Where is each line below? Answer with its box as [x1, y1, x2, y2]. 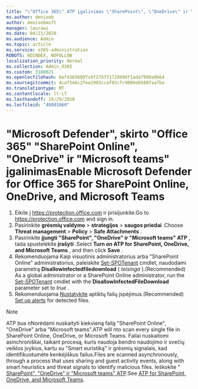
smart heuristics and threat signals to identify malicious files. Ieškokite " [6, 364, 181, 371]
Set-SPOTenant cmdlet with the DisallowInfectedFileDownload [14, 278, 169, 285]
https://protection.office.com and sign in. [14, 216, 114, 223]
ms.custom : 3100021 [6, 69, 54, 75]
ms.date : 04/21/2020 [6, 31, 57, 37]
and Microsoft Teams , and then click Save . [14, 247, 123, 254]
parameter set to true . [14, 284, 70, 292]
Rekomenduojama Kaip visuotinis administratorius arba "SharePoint [14, 253, 179, 260]
